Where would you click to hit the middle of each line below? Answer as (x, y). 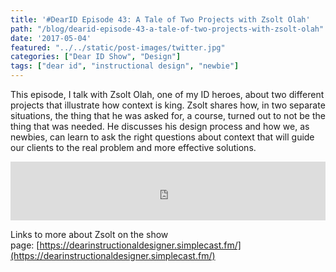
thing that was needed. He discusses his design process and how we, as (160, 126)
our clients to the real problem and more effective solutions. (133, 147)
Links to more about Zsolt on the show (89, 234)
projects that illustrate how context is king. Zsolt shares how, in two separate (168, 105)
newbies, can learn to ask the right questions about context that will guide (162, 137)
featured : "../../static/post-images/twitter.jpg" (118, 47)
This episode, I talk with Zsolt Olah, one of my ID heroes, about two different (167, 94)
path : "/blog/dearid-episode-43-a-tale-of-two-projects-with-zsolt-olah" (167, 29)
